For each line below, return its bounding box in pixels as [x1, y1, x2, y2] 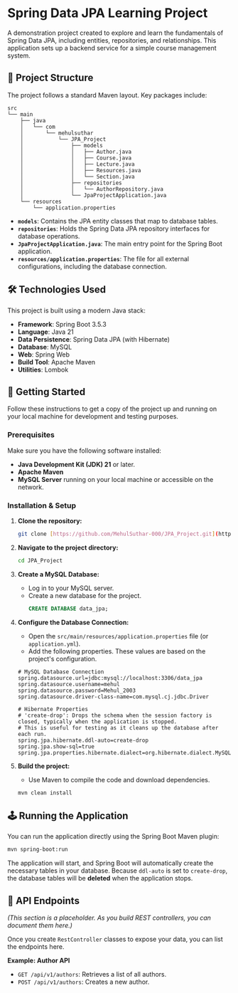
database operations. [17, 231, 80, 240]
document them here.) [7, 920, 73, 930]
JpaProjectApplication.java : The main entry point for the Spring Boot [17, 239, 222, 248]
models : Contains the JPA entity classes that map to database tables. [17, 216, 218, 225]
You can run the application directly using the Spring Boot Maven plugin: [7, 832, 220, 841]
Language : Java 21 [17, 327, 74, 336]
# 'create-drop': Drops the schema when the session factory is [17, 712, 212, 719]
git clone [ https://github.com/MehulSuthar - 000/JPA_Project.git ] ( [17, 530, 219, 537]
